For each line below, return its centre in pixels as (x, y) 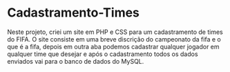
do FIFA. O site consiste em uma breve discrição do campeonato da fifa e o (114, 39)
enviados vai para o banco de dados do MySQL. (76, 61)
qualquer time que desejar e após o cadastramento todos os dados (103, 54)
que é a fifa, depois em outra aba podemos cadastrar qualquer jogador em (113, 46)
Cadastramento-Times (74, 13)
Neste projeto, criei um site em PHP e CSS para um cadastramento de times (115, 32)
